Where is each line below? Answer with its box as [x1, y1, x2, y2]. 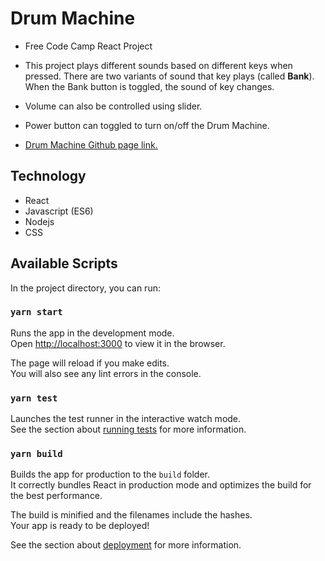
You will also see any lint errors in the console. [10, 367, 202, 379]
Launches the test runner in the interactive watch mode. [10, 413, 242, 425]
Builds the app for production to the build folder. [10, 468, 211, 481]
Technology [10, 168, 87, 185]
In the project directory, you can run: [10, 282, 161, 294]
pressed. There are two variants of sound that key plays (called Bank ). [24, 70, 315, 82]
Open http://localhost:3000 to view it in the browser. [10, 337, 226, 349]
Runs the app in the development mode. [10, 327, 175, 339]
